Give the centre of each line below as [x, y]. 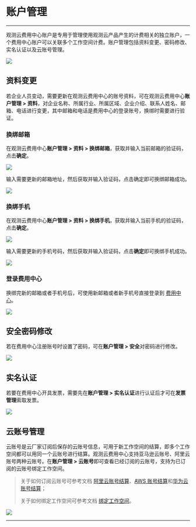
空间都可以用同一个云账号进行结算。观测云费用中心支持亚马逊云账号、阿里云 [98, 454]
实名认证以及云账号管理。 [37, 49]
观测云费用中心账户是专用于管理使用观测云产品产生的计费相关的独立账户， [95, 35]
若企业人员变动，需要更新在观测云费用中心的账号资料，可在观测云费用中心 [95, 96]
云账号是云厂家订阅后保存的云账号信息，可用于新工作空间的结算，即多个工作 [98, 447]
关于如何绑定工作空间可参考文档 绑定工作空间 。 [77, 501]
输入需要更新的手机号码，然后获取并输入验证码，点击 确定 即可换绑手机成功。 [98, 251]
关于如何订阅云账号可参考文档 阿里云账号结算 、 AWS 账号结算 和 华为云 [104, 481]
